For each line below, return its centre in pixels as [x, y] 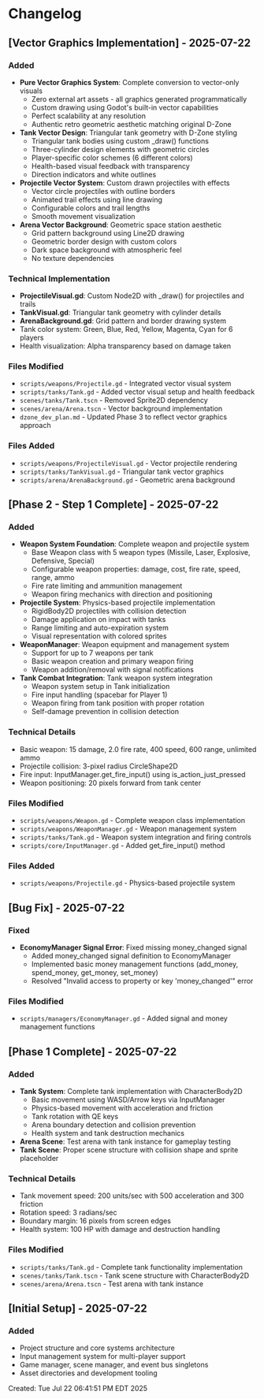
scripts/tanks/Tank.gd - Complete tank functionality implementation [131, 1267]
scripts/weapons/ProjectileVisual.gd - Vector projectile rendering [128, 463]
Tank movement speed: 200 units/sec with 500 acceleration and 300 [132, 1196]
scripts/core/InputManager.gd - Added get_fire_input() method [122, 846]
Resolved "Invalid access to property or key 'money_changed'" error [142, 981]
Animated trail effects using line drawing [97, 199]
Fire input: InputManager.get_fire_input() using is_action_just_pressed [132, 774]
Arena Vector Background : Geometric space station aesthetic [121, 225]
